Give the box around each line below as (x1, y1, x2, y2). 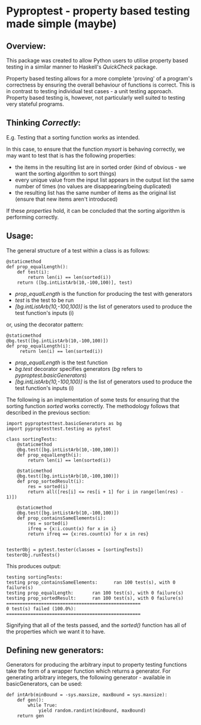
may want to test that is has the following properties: (6, 151, 136, 159)
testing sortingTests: (6, 574, 63, 580)
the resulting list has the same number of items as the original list (14, 189, 176, 196)
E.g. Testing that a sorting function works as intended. (6, 133, 140, 141)
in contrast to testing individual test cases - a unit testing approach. (6, 88, 173, 94)
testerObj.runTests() (6, 552, 61, 558)
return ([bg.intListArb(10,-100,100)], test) (17, 280, 133, 286)
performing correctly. (6, 213, 59, 221)
